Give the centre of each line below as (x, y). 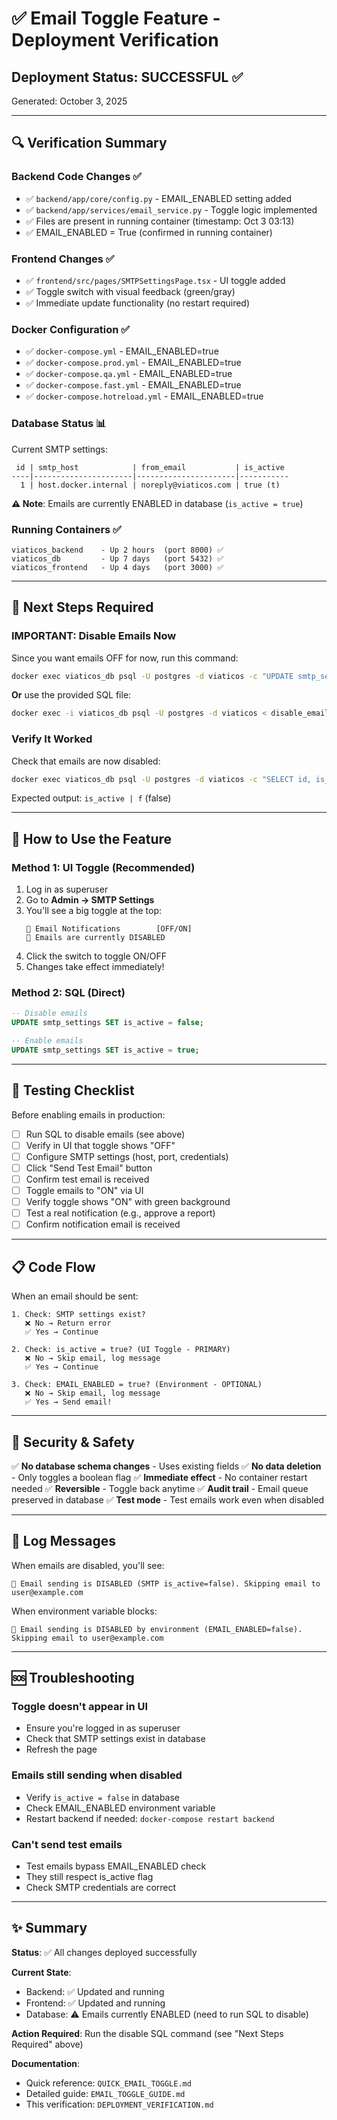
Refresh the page (61, 1749)
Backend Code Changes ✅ (77, 177)
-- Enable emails (47, 1041)
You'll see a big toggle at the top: (94, 911)
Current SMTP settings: (59, 449)
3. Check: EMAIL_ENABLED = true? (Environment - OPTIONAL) (137, 1385)
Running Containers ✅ (66, 529)
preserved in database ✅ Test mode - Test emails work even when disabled (168, 1499)
